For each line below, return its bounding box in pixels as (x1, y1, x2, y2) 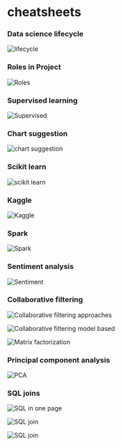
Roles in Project (7, 62, 61, 72)
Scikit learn (7, 162, 47, 171)
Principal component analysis (7, 355, 110, 364)
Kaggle (7, 195, 33, 205)
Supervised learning (7, 95, 78, 105)
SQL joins (7, 388, 40, 398)
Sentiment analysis (7, 262, 75, 272)
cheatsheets (7, 4, 82, 20)
